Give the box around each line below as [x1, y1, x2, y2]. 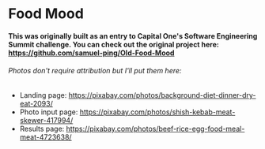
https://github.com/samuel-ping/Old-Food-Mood [8, 48, 175, 58]
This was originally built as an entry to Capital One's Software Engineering [8, 31, 258, 40]
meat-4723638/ [19, 132, 73, 142]
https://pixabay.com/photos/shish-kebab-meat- [79, 107, 236, 117]
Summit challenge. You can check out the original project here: [8, 39, 219, 49]
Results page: [19, 124, 65, 133]
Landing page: [19, 90, 67, 99]
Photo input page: [19, 107, 78, 117]
